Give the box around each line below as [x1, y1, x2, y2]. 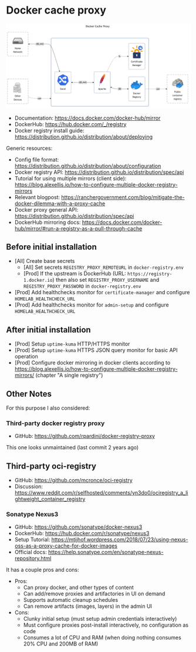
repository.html [14, 555, 52, 562]
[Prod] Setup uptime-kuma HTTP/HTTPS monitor [14, 340, 130, 348]
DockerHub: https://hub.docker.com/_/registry [14, 120, 127, 127]
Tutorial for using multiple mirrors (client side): [14, 174, 127, 182]
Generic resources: [6, 144, 53, 152]
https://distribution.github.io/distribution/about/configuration [14, 162, 161, 169]
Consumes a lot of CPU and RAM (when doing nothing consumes [23, 634, 182, 641]
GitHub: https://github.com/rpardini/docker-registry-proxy [14, 433, 156, 440]
